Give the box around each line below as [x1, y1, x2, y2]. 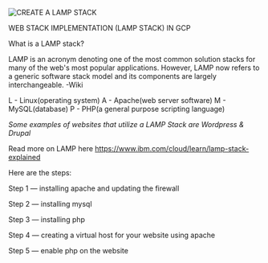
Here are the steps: [8, 168, 72, 177]
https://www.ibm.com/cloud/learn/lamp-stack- [95, 144, 250, 153]
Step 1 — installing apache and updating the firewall [8, 183, 180, 193]
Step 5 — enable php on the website [8, 246, 128, 255]
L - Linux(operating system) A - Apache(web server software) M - [8, 96, 226, 105]
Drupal [8, 129, 31, 138]
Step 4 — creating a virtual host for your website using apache [8, 230, 215, 240]
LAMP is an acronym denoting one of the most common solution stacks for [8, 55, 256, 64]
